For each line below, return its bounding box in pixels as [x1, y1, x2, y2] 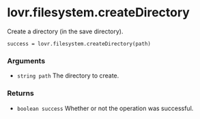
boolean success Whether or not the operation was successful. [16, 104, 194, 112]
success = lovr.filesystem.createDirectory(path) [7, 40, 152, 47]
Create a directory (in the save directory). [7, 27, 124, 35]
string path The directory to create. [16, 71, 119, 80]
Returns [7, 88, 34, 98]
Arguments [7, 56, 46, 65]
